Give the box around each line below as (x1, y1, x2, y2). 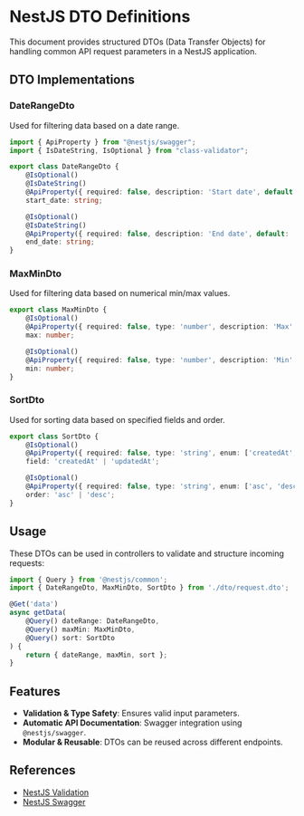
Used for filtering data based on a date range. (9, 120, 180, 130)
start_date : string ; (25, 196, 103, 205)
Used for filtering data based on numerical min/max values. (9, 288, 231, 299)
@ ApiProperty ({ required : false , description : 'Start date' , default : (25, 187, 298, 197)
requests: (9, 557, 45, 568)
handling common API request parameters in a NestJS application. (9, 45, 258, 56)
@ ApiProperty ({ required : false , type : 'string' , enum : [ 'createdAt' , (25, 448, 298, 458)
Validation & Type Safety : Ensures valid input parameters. (22, 708, 240, 719)
